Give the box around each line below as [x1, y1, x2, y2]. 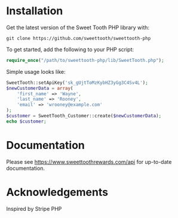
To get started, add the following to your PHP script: [6, 46, 134, 53]
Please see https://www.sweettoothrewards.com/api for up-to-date [6, 158, 172, 165]
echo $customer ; [6, 118, 47, 124]
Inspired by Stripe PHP [6, 205, 62, 212]
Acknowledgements [6, 185, 109, 199]
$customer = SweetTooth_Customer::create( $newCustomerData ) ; [6, 113, 162, 119]
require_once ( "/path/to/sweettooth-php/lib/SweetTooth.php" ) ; [6, 57, 164, 63]
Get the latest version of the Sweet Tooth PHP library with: [6, 24, 150, 31]
